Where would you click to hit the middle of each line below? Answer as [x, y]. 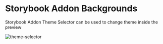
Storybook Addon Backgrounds [71, 9]
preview [13, 27]
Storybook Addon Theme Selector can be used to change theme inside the [81, 22]
